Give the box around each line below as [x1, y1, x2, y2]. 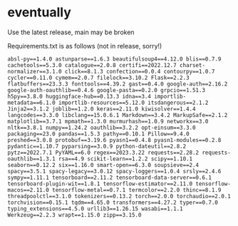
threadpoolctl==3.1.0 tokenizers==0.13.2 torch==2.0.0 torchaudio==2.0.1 [7, 192, 232, 200]
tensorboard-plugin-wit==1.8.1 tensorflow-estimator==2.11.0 [7, 180, 193, 188]
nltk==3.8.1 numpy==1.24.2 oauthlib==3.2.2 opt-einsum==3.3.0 [7, 124, 196, 131]
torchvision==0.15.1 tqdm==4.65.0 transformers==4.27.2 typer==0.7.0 [7, 199, 219, 206]
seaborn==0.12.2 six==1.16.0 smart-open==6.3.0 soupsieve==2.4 [7, 161, 200, 168]
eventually [7, 4, 71, 21]
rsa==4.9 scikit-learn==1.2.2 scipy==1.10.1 [58, 155, 193, 163]
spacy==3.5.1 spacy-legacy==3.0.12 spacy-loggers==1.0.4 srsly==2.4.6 [7, 168, 222, 175]
